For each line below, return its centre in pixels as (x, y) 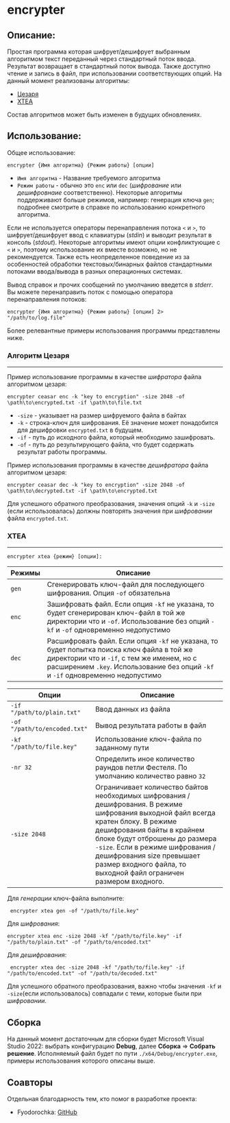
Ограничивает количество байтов (152, 787)
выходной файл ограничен (140, 873)
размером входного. (130, 882)
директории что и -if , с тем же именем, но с (122, 658)
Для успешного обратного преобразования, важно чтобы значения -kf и (114, 987)
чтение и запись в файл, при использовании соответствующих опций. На (115, 73)
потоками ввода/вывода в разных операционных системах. (95, 271)
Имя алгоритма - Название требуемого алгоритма (89, 178)
